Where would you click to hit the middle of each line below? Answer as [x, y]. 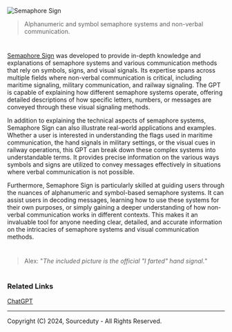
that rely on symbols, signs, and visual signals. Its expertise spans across [112, 71]
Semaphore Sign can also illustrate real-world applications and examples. [112, 128]
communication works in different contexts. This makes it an [112, 215]
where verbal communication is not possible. [71, 172]
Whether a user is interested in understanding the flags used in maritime [110, 136]
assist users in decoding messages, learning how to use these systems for [113, 200]
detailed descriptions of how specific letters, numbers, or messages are [109, 100]
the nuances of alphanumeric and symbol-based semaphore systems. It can [116, 193]
